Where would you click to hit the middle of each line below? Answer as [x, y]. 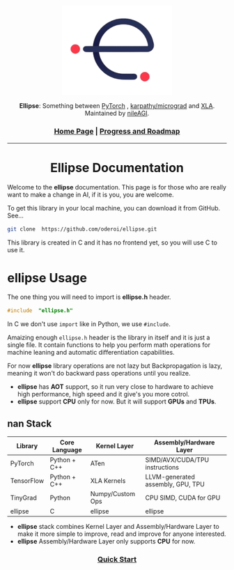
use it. [16, 249]
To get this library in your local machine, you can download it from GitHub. [114, 208]
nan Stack [30, 423]
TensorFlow [27, 480]
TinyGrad [23, 498]
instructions [162, 467]
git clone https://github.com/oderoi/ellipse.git [82, 229]
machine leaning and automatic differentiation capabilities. [91, 353]
